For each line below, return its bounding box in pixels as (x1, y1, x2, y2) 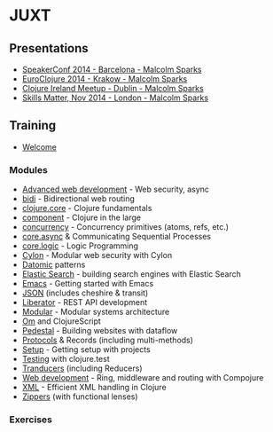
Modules (9, 163, 49, 176)
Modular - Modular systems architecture (21, 307, 170, 318)
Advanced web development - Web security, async (21, 184, 210, 195)
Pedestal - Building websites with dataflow (21, 326, 178, 336)
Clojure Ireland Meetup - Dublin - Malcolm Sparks (21, 83, 204, 93)
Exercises (9, 413, 53, 426)
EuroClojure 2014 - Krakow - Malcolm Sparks (21, 74, 188, 84)
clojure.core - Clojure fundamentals (21, 203, 152, 214)
